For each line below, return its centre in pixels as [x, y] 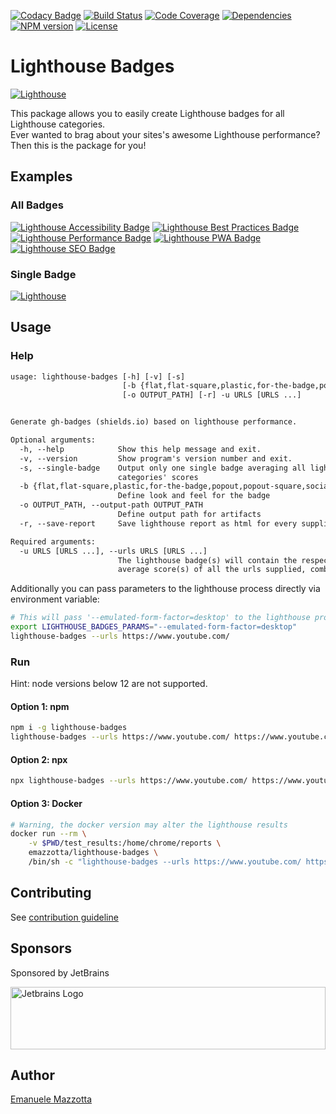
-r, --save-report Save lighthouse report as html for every [158, 523]
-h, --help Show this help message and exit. [140, 449]
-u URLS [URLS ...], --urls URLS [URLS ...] [113, 551]
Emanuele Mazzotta [51, 1099]
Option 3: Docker [46, 803]
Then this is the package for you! [78, 145]
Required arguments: [53, 541]
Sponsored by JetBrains [60, 972]
